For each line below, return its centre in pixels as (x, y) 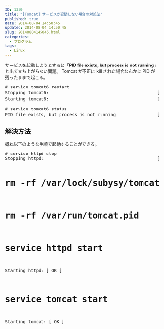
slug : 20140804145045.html (32, 32)
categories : (17, 37)
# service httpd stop (31, 154)
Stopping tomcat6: (27, 93)
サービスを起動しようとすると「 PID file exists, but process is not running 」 (82, 65)
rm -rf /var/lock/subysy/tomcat (82, 183)
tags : (10, 46)
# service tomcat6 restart (37, 87)
